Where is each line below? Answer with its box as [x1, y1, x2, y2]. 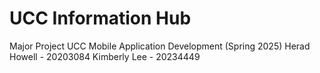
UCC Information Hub [9, 7, 192, 30]
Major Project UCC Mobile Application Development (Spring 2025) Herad [9, 40, 311, 52]
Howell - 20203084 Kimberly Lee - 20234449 [9, 50, 201, 62]
